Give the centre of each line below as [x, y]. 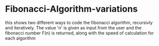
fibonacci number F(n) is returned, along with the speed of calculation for [79, 33]
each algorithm [20, 38]
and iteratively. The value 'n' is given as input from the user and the [73, 27]
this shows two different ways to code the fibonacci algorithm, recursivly [79, 23]
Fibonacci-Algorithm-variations [71, 9]
